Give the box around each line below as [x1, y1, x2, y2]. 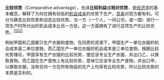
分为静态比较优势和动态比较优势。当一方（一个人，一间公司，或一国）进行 [5, 17, 155, 22]
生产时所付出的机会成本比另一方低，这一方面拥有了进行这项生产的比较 [9, 23, 150, 29]
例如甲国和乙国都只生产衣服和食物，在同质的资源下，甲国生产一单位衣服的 [5, 39, 155, 45]
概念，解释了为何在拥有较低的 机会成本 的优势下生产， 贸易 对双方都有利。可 [9, 11, 159, 16]
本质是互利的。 [5, 70, 35, 76]
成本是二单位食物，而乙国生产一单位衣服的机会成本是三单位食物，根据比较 [9, 46, 159, 51]
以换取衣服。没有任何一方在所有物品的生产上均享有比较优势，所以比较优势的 [5, 64, 159, 69]
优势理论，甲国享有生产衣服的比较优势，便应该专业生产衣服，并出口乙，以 [5, 51, 155, 57]
